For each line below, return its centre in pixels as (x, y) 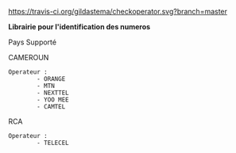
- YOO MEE (53, 100)
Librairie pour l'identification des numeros (79, 27)
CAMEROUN (29, 57)
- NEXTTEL (53, 93)
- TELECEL (53, 143)
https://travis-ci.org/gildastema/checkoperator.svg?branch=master (118, 11)
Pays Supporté (33, 42)
